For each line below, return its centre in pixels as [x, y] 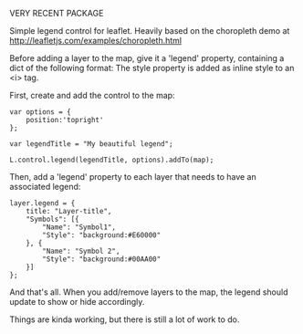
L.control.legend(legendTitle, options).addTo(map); [112, 160]
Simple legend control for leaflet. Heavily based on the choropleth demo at [150, 31]
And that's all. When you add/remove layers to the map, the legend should [149, 292]
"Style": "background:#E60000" [102, 235]
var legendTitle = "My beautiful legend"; [91, 144]
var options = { [40, 112]
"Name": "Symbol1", [79, 227]
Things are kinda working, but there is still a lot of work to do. [125, 319]
